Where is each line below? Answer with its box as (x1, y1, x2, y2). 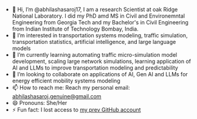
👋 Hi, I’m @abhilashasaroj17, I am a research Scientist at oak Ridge (12, 6, 178, 13)
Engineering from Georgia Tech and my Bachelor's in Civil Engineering (12, 19, 188, 26)
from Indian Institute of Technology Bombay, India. (12, 25, 139, 32)
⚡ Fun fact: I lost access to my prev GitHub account (12, 106, 141, 113)
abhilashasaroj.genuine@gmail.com (12, 93, 102, 100)
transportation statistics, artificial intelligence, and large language (12, 38, 176, 45)
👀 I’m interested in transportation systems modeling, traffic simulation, (12, 32, 188, 39)
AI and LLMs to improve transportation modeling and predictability (12, 64, 178, 71)
